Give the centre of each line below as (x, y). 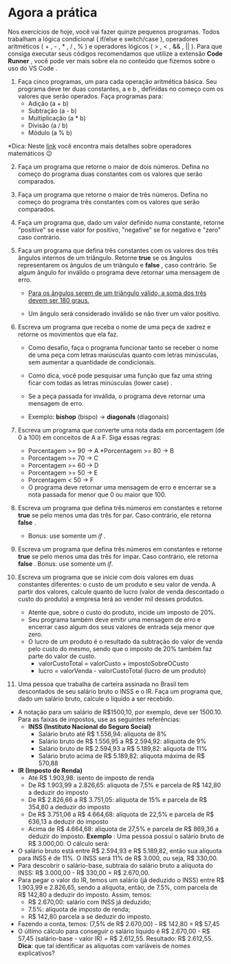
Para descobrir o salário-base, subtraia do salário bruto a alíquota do (115, 865)
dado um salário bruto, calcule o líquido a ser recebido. (96, 699)
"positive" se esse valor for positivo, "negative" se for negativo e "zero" (119, 230)
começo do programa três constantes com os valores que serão (109, 201)
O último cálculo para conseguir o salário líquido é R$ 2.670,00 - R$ (114, 931)
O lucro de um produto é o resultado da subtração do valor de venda (125, 642)
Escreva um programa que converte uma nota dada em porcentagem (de (121, 430)
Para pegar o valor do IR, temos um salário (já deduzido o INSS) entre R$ (121, 880)
